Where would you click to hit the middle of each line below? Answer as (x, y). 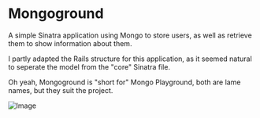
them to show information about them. (70, 43)
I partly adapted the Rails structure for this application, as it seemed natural (130, 59)
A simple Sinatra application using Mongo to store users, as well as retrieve (130, 35)
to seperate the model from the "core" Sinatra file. (89, 66)
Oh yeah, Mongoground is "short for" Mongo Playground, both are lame (124, 82)
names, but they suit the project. (61, 90)
